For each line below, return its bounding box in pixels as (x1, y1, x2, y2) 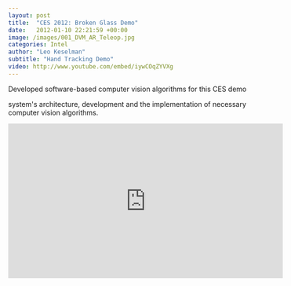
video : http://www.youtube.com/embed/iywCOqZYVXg (8, 63, 174, 71)
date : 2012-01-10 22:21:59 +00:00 (8, 26, 128, 34)
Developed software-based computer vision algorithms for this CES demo (8, 84, 247, 93)
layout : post (8, 11, 51, 20)
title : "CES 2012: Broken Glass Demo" (8, 19, 139, 27)
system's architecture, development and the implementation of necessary (8, 99, 247, 108)
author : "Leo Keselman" (8, 48, 86, 56)
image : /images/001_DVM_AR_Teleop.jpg (8, 33, 135, 42)
